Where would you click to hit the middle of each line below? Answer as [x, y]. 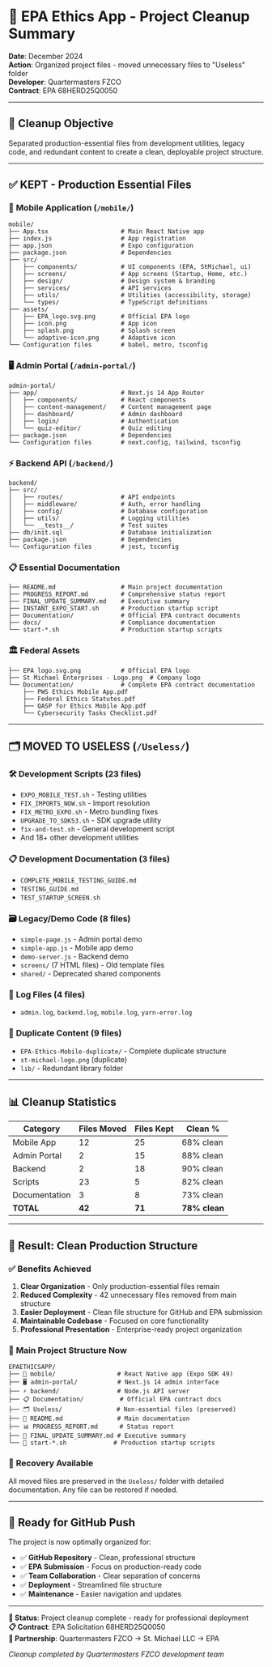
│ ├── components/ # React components [97, 400]
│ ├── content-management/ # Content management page [110, 407]
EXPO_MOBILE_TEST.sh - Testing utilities [83, 795]
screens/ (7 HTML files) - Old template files [92, 965]
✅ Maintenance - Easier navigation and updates [101, 1594]
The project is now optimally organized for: [80, 1542]
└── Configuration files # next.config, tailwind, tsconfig [125, 442]
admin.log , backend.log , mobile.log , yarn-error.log [106, 1012]
